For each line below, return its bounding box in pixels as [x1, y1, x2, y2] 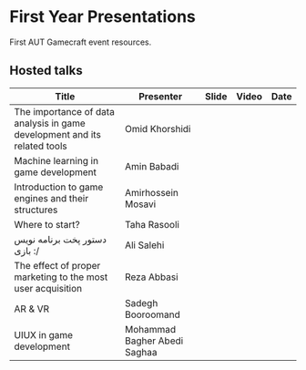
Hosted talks [9, 63, 84, 78]
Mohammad [124, 323, 177, 335]
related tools [14, 139, 68, 152]
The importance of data [14, 105, 116, 118]
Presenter [138, 89, 183, 102]
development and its [14, 128, 102, 140]
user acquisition [14, 282, 83, 294]
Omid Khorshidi [124, 122, 191, 135]
